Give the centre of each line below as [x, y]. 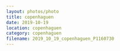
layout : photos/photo [33, 11]
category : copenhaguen [34, 33]
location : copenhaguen [34, 28]
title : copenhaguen [30, 17]
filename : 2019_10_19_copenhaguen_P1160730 [60, 39]
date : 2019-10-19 [27, 22]
